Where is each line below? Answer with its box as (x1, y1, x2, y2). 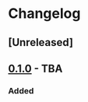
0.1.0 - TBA (8, 62, 63, 75)
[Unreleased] (8, 36, 74, 49)
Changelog (8, 5, 81, 23)
